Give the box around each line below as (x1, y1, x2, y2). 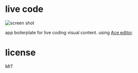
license (5, 47, 36, 58)
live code (5, 3, 44, 15)
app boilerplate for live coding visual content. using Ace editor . (5, 29, 133, 35)
